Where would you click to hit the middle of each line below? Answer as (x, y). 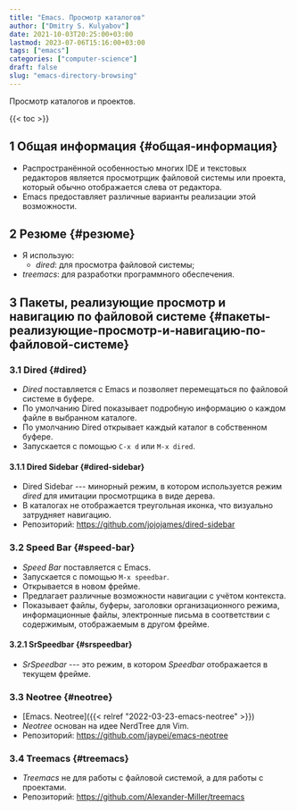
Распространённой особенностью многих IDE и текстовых (134, 168)
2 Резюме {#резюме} (72, 234)
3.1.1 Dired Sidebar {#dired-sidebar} (77, 466)
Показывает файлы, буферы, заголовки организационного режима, (151, 605)
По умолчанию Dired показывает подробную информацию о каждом (154, 408)
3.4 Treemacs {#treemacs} (69, 758)
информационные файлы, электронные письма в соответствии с (146, 615)
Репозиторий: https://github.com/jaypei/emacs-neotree (125, 736)
